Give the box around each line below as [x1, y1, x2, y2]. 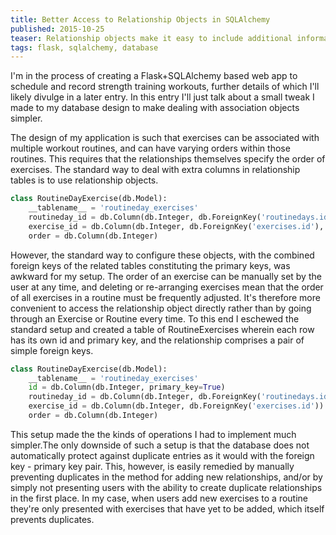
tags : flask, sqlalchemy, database [10, 42, 159, 53]
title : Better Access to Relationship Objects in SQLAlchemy [10, 14, 271, 25]
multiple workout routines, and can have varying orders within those [10, 142, 291, 155]
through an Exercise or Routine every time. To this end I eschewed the [10, 312, 300, 325]
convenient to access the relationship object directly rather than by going [10, 302, 312, 314]
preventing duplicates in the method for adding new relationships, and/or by [10, 471, 323, 483]
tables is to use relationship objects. [10, 174, 159, 186]
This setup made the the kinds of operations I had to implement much [10, 428, 297, 440]
